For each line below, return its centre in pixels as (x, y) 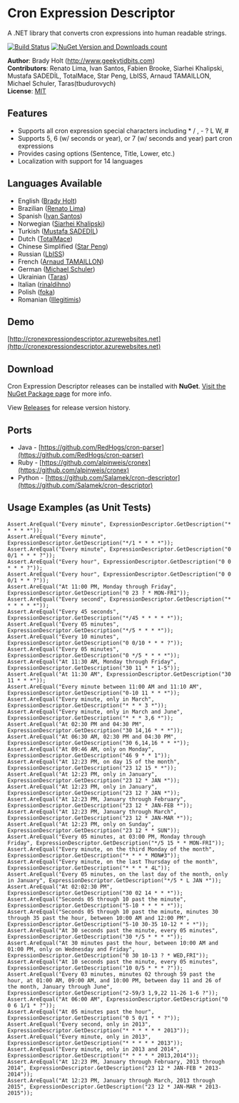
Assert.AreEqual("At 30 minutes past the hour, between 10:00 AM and (113, 943)
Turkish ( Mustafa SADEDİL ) (58, 231)
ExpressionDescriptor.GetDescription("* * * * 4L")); (89, 868)
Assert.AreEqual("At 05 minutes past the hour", (81, 1012)
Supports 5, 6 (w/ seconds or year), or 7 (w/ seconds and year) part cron (125, 138)
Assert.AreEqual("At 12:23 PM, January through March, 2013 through (111, 1080)
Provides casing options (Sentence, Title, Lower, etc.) (96, 153)
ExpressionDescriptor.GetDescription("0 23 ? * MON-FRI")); (99, 593)
